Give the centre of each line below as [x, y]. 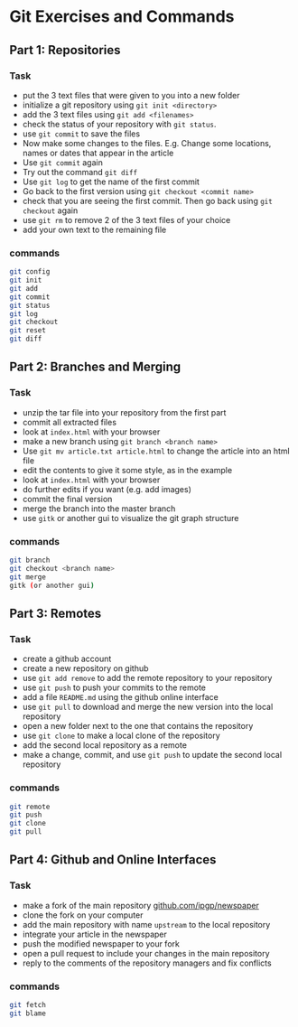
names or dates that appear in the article [98, 153]
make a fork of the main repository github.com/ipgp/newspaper [140, 905]
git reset [28, 331]
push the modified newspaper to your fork [101, 943]
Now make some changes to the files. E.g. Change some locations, [147, 143]
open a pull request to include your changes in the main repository [146, 953]
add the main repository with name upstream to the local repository [146, 924]
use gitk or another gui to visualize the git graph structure [130, 518]
